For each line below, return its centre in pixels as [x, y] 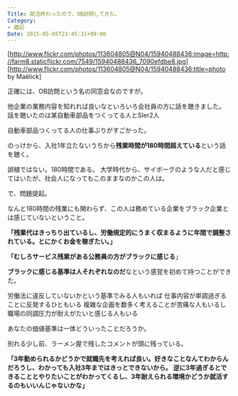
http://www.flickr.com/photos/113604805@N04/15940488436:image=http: [119, 54]
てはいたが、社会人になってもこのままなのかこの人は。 [88, 178]
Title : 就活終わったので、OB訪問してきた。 [64, 14]
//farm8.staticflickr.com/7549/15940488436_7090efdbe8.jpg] [98, 62]
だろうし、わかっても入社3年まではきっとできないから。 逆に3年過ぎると [114, 368]
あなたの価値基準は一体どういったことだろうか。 [79, 328]
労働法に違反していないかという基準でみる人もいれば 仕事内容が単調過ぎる [117, 296]
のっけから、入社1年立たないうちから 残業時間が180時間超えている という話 [117, 146]
